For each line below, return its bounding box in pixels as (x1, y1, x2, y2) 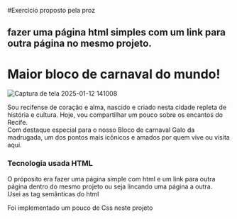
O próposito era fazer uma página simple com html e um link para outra (7, 174, 216, 183)
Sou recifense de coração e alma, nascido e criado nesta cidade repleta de (7, 103, 227, 112)
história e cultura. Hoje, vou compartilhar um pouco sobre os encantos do (7, 111, 224, 119)
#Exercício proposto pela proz (7, 6, 96, 14)
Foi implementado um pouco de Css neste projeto (7, 203, 153, 212)
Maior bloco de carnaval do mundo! (7, 66, 221, 82)
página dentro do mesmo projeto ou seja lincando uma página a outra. (7, 182, 213, 191)
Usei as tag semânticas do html (7, 189, 99, 198)
